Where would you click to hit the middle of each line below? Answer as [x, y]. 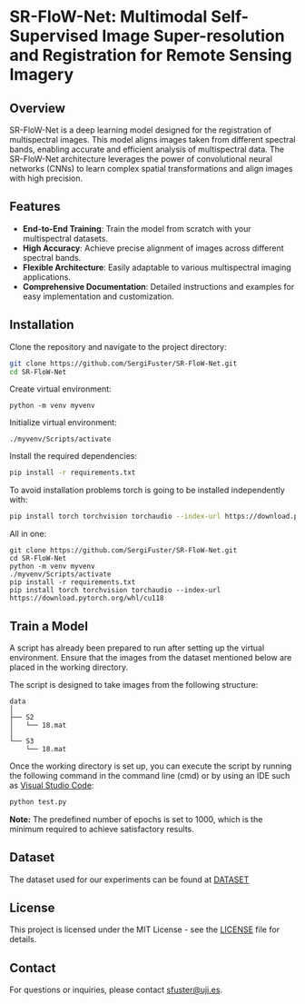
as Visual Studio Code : [52, 785]
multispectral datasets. [65, 238]
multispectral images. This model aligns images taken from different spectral [152, 139]
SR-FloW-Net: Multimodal [108, 17]
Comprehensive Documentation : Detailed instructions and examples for [158, 286]
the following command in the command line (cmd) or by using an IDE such [150, 775]
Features [35, 207]
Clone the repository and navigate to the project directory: [118, 346]
